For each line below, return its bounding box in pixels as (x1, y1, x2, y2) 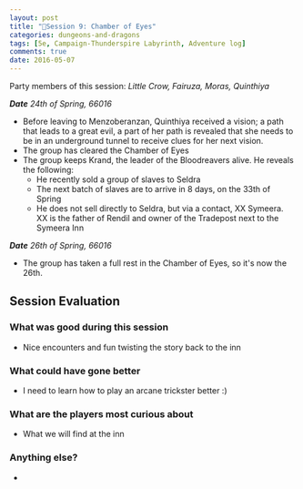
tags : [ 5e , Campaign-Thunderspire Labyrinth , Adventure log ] (9, 38, 247, 48)
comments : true (9, 47, 67, 56)
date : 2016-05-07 (9, 56, 76, 65)
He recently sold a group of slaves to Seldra (35, 174, 201, 185)
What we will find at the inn (22, 429, 125, 440)
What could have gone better (9, 364, 141, 377)
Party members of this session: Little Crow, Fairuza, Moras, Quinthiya (9, 81, 270, 91)
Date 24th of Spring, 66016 (9, 98, 112, 109)
